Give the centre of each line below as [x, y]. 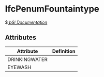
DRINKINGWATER [28, 59]
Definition [64, 51]
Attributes [21, 38]
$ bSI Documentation [26, 22]
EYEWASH [19, 67]
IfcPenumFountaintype [52, 9]
